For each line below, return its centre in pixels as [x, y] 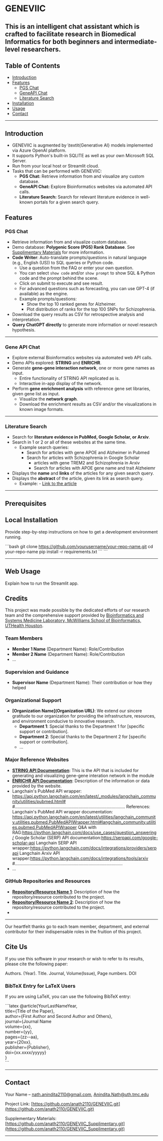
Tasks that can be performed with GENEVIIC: [57, 171]
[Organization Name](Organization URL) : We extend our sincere [77, 711]
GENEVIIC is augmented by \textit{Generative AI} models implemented [82, 145]
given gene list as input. [36, 394]
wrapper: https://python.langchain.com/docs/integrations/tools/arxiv [80, 858]
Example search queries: [44, 447]
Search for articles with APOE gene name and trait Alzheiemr [95, 468]
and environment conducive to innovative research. [63, 721]
